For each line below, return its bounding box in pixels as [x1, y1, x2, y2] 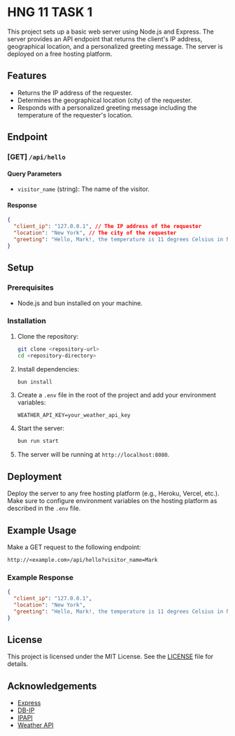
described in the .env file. [7, 504, 81, 513]
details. [7, 660, 29, 668]
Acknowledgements [7, 680, 97, 692]
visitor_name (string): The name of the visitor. [17, 185, 150, 193]
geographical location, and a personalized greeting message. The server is [7, 42, 223, 50]
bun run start [17, 438, 59, 445]
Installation [7, 316, 47, 326]
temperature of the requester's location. [17, 111, 133, 119]
